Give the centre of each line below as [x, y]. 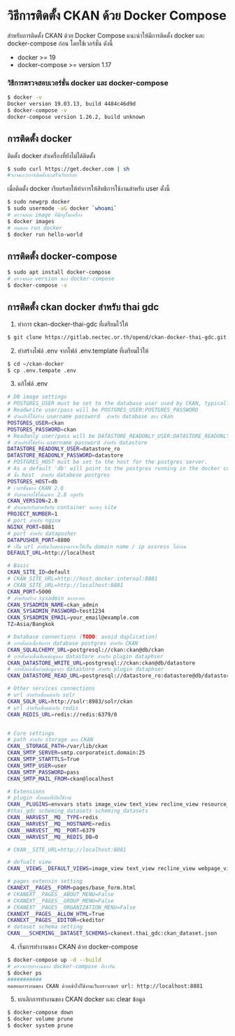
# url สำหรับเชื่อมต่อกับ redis [43, 708]
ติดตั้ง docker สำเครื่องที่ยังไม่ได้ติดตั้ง [51, 155]
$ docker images [31, 221]
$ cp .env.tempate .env [42, 370]
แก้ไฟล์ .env [33, 384]
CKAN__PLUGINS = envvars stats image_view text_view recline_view [103, 804]
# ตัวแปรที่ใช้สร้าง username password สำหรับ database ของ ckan [90, 417]
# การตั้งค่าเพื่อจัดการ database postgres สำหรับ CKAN [73, 643]
